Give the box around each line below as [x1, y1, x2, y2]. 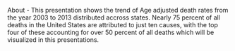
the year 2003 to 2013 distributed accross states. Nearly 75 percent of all [7, 13, 221, 22]
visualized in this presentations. [7, 36, 100, 44]
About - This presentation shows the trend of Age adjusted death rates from [7, 6, 229, 14]
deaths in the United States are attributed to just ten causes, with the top [7, 21, 219, 29]
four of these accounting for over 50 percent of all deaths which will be [7, 28, 215, 36]
